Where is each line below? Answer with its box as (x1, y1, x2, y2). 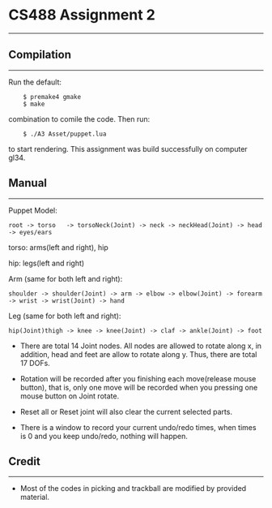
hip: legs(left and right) (8, 258, 85, 268)
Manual (8, 176, 47, 190)
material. (19, 493, 50, 502)
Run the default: (8, 77, 62, 87)
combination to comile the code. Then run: (8, 114, 151, 123)
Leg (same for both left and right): (8, 311, 121, 321)
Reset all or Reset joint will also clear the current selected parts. (19, 407, 233, 416)
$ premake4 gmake (23, 93, 82, 101)
